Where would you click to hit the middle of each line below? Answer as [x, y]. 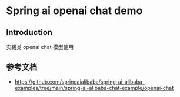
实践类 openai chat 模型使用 [40, 47]
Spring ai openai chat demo [74, 11]
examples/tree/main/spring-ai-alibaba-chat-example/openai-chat [94, 88]
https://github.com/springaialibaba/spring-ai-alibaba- [80, 82]
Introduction [29, 32]
